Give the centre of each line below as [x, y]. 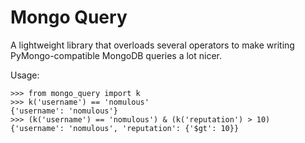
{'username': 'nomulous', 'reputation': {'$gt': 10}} [125, 128]
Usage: [25, 75]
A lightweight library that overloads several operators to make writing [152, 45]
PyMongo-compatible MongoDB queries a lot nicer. [116, 55]
